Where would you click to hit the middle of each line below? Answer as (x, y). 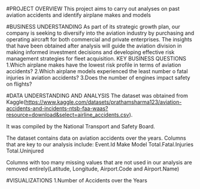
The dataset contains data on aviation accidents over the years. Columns (96, 138)
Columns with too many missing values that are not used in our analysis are (99, 162)
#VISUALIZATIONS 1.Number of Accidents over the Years (77, 180)
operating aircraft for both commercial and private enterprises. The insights (99, 39)
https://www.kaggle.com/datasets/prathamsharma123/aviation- (104, 102)
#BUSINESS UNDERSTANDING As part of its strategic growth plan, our (93, 27)
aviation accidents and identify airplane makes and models (79, 15)
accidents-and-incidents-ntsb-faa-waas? (57, 108)
